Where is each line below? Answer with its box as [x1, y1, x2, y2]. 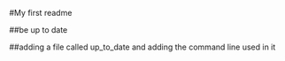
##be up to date [9, 25, 68, 34]
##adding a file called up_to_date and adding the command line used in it [9, 42, 276, 52]
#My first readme [9, 8, 73, 18]
